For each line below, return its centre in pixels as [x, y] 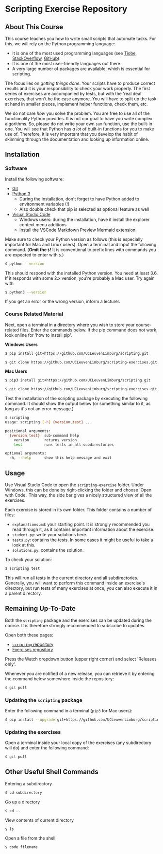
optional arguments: [26, 454]
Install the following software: [34, 179]
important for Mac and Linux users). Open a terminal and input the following [81, 244]
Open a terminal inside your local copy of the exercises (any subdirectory [78, 743]
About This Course [34, 27]
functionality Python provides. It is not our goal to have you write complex [79, 118]
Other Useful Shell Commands [52, 772]
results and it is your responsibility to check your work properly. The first [78, 88]
